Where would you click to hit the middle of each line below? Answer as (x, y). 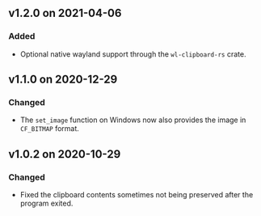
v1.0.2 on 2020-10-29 (65, 154)
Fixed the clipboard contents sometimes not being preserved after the (137, 195)
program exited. (46, 203)
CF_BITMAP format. (49, 129)
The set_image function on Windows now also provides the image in (133, 120)
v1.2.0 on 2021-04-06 (65, 13)
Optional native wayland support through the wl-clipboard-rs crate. (133, 54)
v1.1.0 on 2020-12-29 (63, 80)
